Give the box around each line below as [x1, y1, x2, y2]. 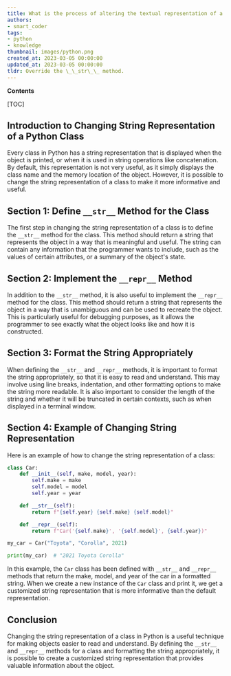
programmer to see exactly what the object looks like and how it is [7, 320, 195, 328]
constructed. [7, 327, 43, 336]
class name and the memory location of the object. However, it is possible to [7, 171, 223, 179]
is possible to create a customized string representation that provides [7, 654, 204, 662]
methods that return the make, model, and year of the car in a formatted [7, 572, 211, 580]
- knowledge [7, 42, 41, 49]
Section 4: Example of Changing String [7, 422, 177, 434]
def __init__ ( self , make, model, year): [19, 470, 137, 478]
